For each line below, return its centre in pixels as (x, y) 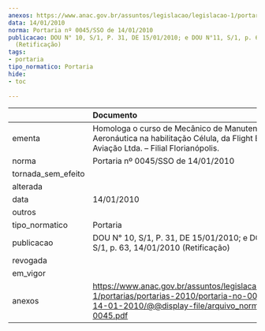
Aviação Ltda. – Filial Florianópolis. (156, 148)
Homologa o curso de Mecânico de (158, 128)
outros (24, 212)
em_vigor (29, 273)
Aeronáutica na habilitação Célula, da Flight (173, 139)
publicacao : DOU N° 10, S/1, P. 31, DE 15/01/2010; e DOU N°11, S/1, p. (130, 37)
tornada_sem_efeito (49, 174)
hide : (17, 74)
